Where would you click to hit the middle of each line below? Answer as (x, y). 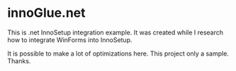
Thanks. (19, 60)
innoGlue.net (47, 13)
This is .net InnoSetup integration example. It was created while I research (116, 32)
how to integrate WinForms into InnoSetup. (70, 39)
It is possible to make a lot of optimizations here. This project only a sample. (118, 53)
